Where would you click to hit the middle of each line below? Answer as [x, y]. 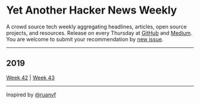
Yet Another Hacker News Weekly [92, 10]
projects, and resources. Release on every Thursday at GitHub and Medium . [99, 32]
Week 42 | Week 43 [30, 77]
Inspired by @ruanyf [31, 95]
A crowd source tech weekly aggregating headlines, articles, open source [96, 27]
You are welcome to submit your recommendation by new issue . [85, 39]
